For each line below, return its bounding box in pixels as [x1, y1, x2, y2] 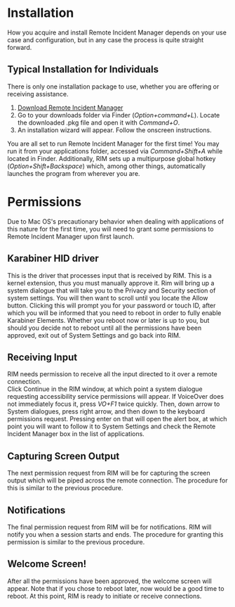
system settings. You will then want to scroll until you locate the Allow [7, 293, 208, 302]
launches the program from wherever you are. [7, 169, 140, 177]
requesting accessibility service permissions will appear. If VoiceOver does [7, 392, 224, 401]
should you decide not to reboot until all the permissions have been [7, 324, 202, 332]
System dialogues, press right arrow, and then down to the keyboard [7, 407, 206, 416]
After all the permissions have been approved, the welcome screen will [7, 577, 213, 585]
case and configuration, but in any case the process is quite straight [7, 35, 204, 44]
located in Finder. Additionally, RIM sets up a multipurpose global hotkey [7, 154, 216, 162]
